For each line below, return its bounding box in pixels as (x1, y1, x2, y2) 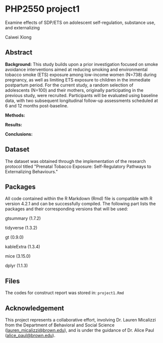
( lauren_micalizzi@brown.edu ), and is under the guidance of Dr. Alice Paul (5, 327, 155, 333)
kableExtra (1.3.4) (5, 244, 41, 250)
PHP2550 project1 (5, 3, 80, 15)
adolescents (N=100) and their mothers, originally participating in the (5, 87, 144, 93)
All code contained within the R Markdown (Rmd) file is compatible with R (5, 196, 153, 202)
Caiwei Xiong (5, 34, 32, 40)
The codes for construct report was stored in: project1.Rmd (5, 290, 124, 296)
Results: (5, 121, 22, 127)
